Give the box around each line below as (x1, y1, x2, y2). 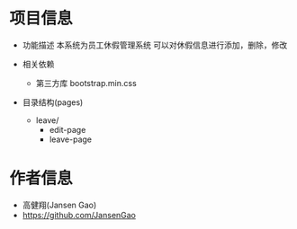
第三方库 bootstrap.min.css (35, 77, 137, 88)
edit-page (49, 124, 86, 135)
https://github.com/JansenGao (22, 209, 137, 220)
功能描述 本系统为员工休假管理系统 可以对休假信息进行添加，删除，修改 (22, 40, 288, 50)
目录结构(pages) (22, 96, 84, 108)
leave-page (49, 134, 93, 145)
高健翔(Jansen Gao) (22, 199, 97, 210)
